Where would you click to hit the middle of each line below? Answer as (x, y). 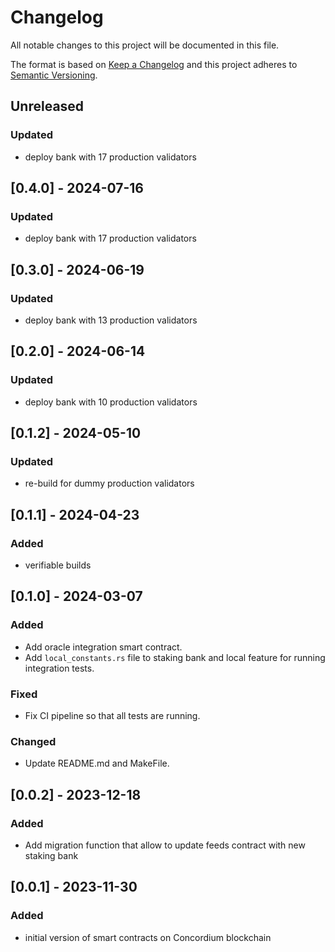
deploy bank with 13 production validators (111, 320)
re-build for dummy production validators (109, 483)
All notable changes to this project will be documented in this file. (145, 45)
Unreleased (47, 106)
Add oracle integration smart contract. (103, 647)
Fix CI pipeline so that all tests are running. (112, 716)
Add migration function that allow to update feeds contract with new (165, 845)
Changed (33, 741)
